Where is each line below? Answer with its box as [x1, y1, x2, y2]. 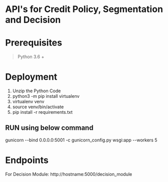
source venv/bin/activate [12, 104, 64, 110]
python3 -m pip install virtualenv [12, 93, 80, 99]
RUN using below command [5, 124, 94, 132]
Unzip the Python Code [12, 88, 61, 94]
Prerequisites [5, 37, 63, 49]
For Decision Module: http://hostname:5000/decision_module [5, 171, 132, 177]
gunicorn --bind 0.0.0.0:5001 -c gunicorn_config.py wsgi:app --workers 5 [5, 137, 157, 143]
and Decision [5, 14, 61, 26]
